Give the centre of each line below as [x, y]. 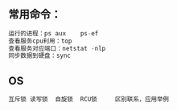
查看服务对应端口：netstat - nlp [57, 48]
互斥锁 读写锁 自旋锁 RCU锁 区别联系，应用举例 [88, 100]
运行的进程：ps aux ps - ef [54, 33]
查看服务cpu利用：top [40, 41]
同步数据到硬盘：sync [39, 56]
